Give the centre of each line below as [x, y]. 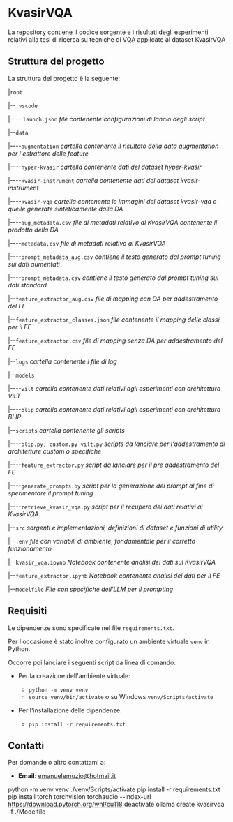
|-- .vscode [23, 105]
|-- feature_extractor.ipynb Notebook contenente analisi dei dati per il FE [114, 575]
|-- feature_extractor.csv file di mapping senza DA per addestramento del [115, 341]
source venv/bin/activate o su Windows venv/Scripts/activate [121, 696]
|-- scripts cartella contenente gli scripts [66, 430]
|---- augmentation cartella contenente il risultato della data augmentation [113, 146]
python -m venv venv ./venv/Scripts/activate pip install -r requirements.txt [114, 789]
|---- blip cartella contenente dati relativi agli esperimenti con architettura [114, 409]
